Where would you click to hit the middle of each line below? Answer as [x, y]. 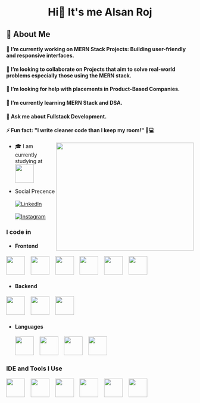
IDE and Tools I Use [34, 368]
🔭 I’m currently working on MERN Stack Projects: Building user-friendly [96, 49]
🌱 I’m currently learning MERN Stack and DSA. [65, 102]
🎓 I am [24, 146]
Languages [29, 326]
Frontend [26, 246]
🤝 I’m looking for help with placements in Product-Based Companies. [93, 89]
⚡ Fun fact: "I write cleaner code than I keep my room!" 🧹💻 [80, 130]
